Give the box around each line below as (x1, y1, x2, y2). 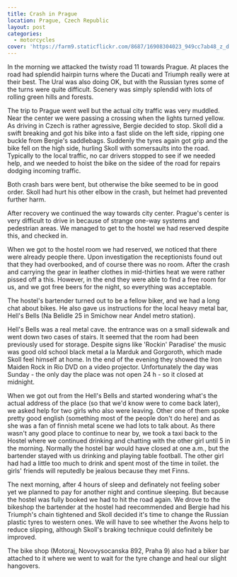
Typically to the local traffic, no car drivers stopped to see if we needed (7, 151, 216, 160)
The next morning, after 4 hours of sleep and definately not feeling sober (7, 480, 221, 489)
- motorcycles (13, 37, 55, 44)
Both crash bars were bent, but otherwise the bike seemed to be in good (7, 180, 219, 188)
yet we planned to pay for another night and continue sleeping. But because (7, 488, 229, 496)
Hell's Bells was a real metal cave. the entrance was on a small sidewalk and (7, 325, 230, 333)
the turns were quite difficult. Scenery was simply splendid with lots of (7, 86, 213, 93)
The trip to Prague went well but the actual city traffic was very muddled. (7, 107, 221, 115)
